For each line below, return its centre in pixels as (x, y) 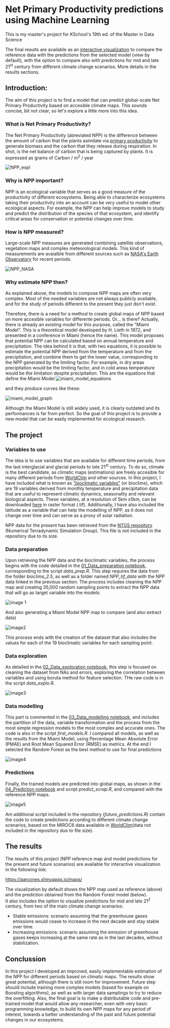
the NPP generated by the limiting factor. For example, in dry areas (75, 362)
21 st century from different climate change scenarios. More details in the (81, 66)
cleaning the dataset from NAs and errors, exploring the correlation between (85, 672)
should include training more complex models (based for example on (77, 987)
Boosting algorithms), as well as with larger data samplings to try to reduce (83, 993)
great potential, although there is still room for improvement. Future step (80, 982)
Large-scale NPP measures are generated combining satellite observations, (84, 243)
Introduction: (26, 88)
